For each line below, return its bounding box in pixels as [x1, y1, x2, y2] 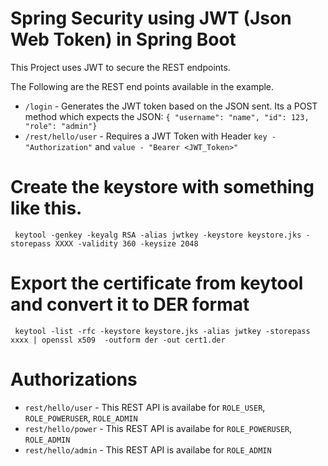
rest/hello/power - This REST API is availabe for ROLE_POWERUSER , [24, 422, 293, 434]
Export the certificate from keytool [10, 272, 304, 295]
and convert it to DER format [10, 293, 250, 316]
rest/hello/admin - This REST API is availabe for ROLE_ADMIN [24, 443, 272, 456]
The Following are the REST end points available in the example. [10, 80, 275, 92]
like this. [10, 197, 83, 220]
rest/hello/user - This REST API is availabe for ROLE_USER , [24, 401, 266, 413]
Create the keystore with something [10, 176, 315, 199]
